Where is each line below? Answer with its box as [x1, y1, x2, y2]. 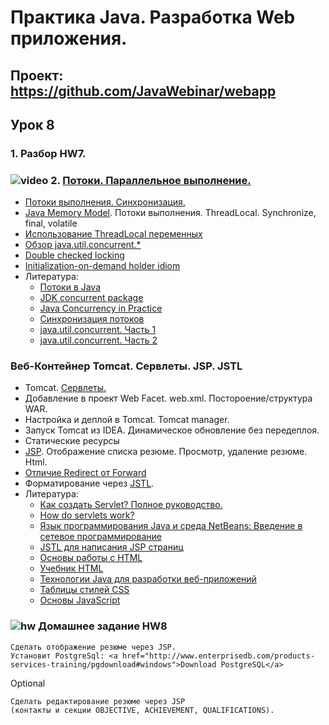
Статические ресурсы [24, 435, 120, 447]
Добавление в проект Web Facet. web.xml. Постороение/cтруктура [24, 392, 313, 405]
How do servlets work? [39, 509, 135, 521]
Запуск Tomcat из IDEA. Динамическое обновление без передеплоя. [24, 424, 320, 436]
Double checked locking [24, 249, 125, 261]
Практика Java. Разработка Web [10, 6, 296, 29]
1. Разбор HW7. [10, 146, 87, 160]
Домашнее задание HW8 [37, 619, 168, 633]
